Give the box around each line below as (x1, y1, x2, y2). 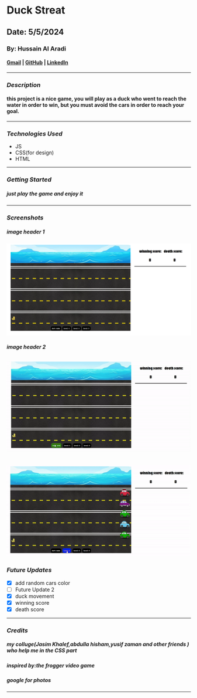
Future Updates (6, 566, 52, 574)
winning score (15, 599, 50, 606)
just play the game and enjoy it (6, 190, 84, 197)
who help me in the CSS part (6, 647, 77, 654)
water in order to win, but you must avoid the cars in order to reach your (6, 101, 185, 109)
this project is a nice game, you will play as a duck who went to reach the (6, 95, 186, 103)
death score (15, 605, 44, 613)
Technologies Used (6, 130, 63, 138)
